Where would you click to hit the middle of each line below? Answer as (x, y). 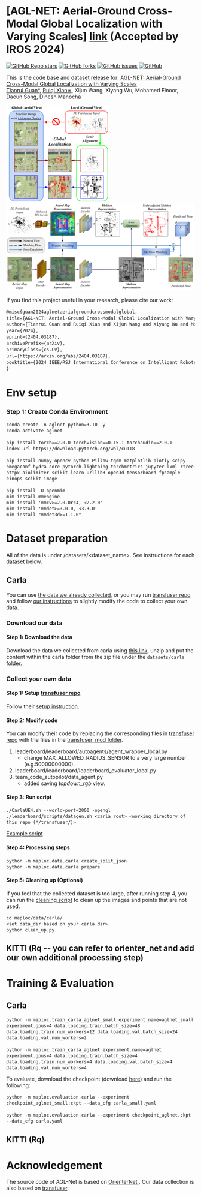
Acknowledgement (54, 1165)
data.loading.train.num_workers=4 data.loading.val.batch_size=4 (89, 1062)
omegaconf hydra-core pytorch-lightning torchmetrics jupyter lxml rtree (100, 467)
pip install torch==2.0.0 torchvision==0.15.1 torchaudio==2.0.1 (89, 443)
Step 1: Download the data (39, 637)
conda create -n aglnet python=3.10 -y (56, 425)
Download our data (34, 623)
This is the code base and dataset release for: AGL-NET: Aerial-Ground (94, 77)
